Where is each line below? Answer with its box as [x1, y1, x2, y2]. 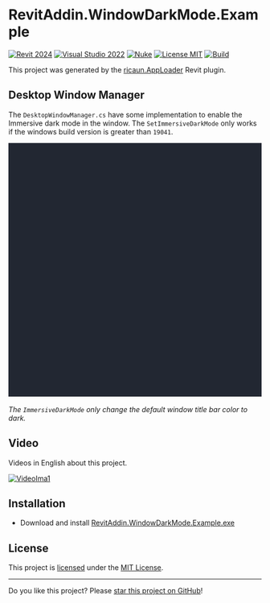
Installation [8, 497, 66, 510]
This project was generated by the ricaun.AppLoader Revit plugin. [8, 64, 227, 74]
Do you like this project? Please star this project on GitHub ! [8, 586, 203, 596]
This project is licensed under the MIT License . [8, 563, 164, 572]
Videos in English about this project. [8, 457, 128, 468]
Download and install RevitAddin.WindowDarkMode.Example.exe [19, 518, 235, 528]
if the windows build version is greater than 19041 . [8, 126, 174, 136]
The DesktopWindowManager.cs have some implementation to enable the [8, 109, 243, 119]
